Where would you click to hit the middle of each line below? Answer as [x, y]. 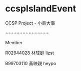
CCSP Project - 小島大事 [30, 23]
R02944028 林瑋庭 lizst [29, 53]
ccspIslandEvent [41, 9]
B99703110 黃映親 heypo [31, 63]
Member [14, 42]
